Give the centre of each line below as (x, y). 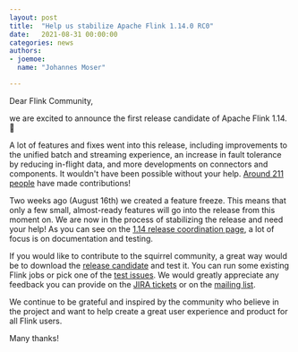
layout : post (34, 17)
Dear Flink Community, (51, 100)
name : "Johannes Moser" (61, 68)
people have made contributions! (70, 183)
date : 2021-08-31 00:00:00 (64, 34)
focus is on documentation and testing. (81, 238)
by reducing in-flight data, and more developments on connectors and (139, 164)
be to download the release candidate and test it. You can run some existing (149, 265)
